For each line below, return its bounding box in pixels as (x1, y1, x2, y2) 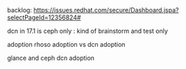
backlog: (7, 6, 33, 14)
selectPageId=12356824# (7, 13, 81, 22)
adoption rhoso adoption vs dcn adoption (7, 40, 126, 48)
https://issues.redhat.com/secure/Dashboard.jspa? (33, 6, 179, 14)
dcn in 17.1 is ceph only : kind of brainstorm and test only (7, 27, 169, 35)
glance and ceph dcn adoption (7, 54, 95, 62)
